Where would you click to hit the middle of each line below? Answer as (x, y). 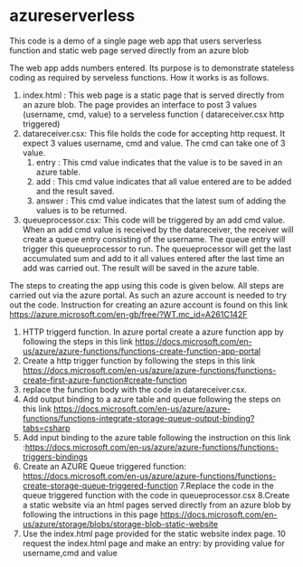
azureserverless (72, 16)
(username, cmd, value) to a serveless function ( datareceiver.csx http (153, 114)
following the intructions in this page (90, 514)
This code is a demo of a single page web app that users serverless (136, 41)
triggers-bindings (55, 457)
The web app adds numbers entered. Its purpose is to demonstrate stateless (152, 68)
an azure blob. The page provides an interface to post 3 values (140, 104)
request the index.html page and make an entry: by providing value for (153, 543)
